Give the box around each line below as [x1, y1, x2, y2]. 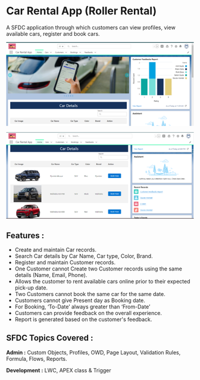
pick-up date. [14, 284, 48, 291]
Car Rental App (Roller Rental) [6, 4, 157, 18]
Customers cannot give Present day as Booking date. [14, 297, 146, 304]
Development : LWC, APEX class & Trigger [6, 366, 111, 373]
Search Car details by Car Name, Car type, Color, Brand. [14, 252, 153, 260]
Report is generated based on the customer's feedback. [14, 316, 152, 323]
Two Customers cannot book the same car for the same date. [14, 290, 165, 297]
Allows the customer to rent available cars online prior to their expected [14, 278, 190, 285]
